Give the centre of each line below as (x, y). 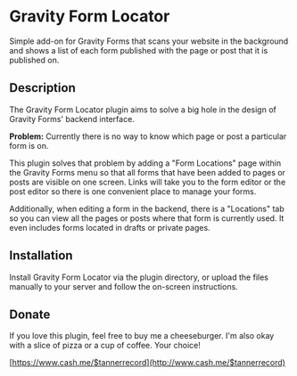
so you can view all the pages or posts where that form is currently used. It (147, 218)
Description (42, 88)
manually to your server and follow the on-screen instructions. (124, 286)
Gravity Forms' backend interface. (72, 119)
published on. (34, 60)
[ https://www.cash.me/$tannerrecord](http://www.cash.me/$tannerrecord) (147, 363)
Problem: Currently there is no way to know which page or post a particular (148, 136)
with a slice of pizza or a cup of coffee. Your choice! (105, 346)
